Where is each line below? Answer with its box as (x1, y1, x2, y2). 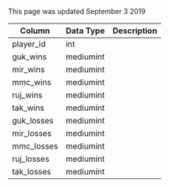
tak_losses (12, 167, 52, 177)
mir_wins (12, 64, 46, 75)
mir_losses (12, 128, 52, 138)
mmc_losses (12, 141, 59, 152)
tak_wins (12, 102, 45, 113)
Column (20, 25, 50, 36)
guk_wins (12, 51, 47, 62)
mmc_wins (12, 77, 52, 87)
